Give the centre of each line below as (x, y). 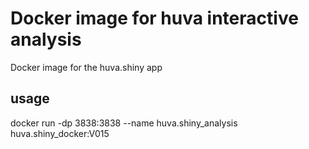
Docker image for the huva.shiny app (86, 67)
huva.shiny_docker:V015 (60, 133)
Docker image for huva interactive (154, 18)
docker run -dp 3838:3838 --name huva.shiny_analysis (124, 123)
